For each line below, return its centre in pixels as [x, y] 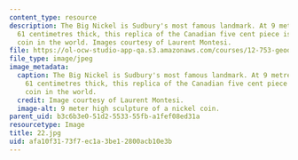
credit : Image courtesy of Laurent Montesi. [101, 100]
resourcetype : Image [47, 125]
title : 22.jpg [35, 133]
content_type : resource [53, 17]
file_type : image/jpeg [51, 59]
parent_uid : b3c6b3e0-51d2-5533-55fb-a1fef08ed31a [105, 116]
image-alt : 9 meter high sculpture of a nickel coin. [118, 108]
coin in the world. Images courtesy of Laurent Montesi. [125, 42]
